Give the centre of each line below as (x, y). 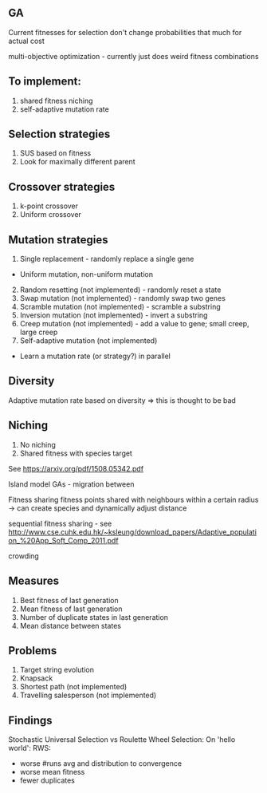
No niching (37, 444)
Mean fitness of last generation (71, 609)
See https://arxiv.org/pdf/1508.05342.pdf (76, 468)
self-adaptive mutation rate (64, 109)
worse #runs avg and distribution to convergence (100, 763)
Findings (31, 720)
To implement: (45, 82)
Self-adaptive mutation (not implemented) (88, 341)
